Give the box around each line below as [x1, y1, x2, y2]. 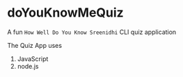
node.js [17, 62, 40, 70]
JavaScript [17, 54, 49, 63]
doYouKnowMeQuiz [7, 5, 124, 21]
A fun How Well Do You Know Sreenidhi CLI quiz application [7, 28, 177, 36]
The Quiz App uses [7, 41, 63, 49]
